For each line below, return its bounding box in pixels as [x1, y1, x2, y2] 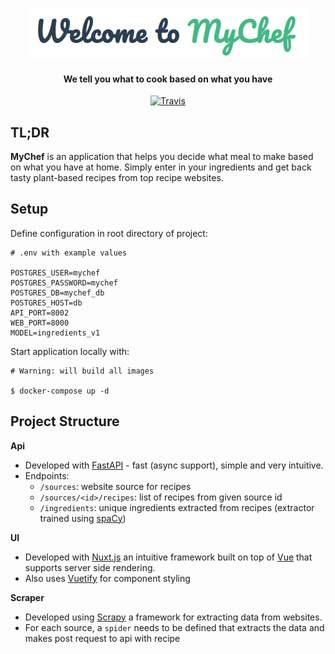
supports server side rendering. [24, 561, 156, 573]
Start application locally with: [10, 345, 130, 357]
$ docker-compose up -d [10, 386, 110, 396]
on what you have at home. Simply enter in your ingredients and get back [10, 161, 312, 173]
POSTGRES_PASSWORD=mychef [10, 278, 118, 288]
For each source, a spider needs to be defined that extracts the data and [24, 621, 325, 633]
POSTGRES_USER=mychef [10, 268, 101, 278]
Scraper [10, 591, 45, 603]
